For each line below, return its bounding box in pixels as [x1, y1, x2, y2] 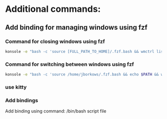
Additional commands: [5, 3, 101, 15]
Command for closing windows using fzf [5, 38, 105, 45]
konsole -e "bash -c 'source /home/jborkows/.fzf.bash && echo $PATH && [5, 72, 159, 77]
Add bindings [5, 97, 38, 104]
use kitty [5, 83, 27, 90]
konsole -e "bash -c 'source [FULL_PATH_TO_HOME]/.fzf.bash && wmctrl [5, 49, 155, 54]
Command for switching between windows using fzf [5, 61, 134, 68]
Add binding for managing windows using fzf [5, 23, 148, 32]
